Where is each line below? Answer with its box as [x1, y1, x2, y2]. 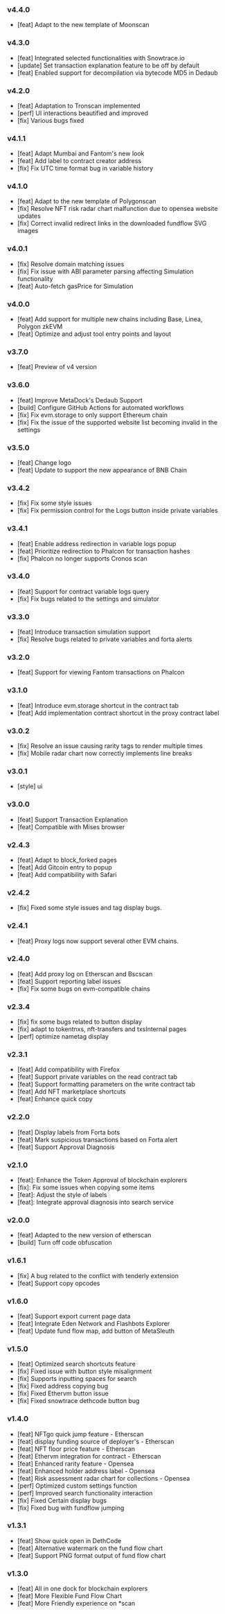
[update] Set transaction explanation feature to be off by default [17, 61, 199, 69]
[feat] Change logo [17, 458, 71, 466]
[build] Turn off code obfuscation [17, 1239, 112, 1247]
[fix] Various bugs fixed [17, 116, 84, 124]
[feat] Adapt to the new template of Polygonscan [17, 197, 156, 205]
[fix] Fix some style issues [17, 499, 92, 507]
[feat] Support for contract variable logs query [17, 587, 150, 595]
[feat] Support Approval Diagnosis [17, 1143, 115, 1151]
